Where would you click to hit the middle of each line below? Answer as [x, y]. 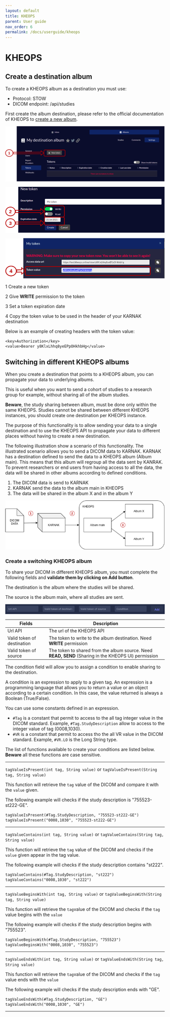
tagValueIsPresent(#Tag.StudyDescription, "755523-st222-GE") [72, 815]
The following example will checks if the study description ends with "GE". [83, 990]
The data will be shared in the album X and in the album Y [73, 494]
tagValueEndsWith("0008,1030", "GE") [45, 1005]
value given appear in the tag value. [42, 855]
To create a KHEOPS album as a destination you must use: [66, 89]
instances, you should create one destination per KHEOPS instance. [76, 416]
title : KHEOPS [20, 16]
